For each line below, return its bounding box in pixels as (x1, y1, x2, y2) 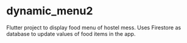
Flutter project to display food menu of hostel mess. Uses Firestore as (6, 24, 182, 31)
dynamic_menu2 (6, 4, 93, 18)
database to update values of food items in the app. (6, 30, 136, 37)
